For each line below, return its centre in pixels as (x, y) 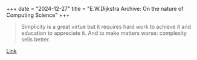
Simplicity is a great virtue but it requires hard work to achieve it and (106, 27)
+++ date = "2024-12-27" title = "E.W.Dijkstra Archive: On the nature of (95, 9)
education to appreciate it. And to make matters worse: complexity (104, 33)
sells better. (35, 39)
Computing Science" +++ (38, 15)
